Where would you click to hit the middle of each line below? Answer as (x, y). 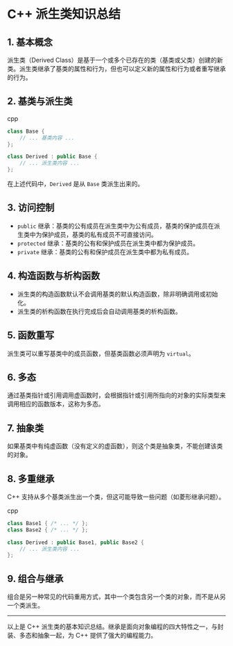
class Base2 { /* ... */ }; (48, 530)
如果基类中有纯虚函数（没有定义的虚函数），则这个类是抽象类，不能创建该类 (115, 446)
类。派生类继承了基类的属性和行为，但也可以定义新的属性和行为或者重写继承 (116, 69)
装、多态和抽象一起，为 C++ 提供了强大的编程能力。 (82, 636)
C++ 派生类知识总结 (64, 14)
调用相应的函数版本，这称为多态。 (56, 404)
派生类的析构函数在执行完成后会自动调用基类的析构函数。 (99, 311)
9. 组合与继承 (35, 578)
